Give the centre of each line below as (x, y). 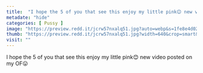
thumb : (14, 34)
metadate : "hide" (28, 17)
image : (14, 29)
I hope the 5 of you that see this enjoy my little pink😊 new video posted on (99, 57)
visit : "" (19, 40)
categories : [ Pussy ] (35, 23)
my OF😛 (17, 63)
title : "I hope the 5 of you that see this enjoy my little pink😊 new (99, 12)
